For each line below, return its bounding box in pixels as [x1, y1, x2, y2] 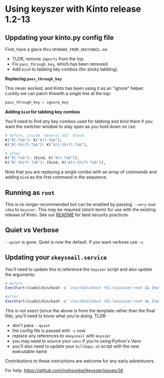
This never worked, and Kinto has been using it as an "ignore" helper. [5, 85, 145, 91]
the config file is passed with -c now [12, 328, 86, 334]
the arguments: [5, 271, 36, 277]
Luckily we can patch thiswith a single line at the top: [5, 91, 111, 96]
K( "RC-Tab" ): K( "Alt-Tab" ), [5, 137, 62, 143]
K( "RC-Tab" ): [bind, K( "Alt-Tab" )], [5, 155, 80, 160]
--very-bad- [133, 202, 158, 207]
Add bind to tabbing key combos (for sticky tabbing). [12, 66, 119, 72]
